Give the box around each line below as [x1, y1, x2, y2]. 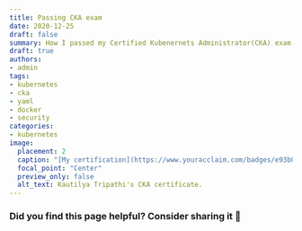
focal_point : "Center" [17, 164, 102, 173]
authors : [9, 55, 42, 64]
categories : [9, 122, 54, 131]
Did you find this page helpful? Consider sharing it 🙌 [9, 210, 241, 223]
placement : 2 [17, 147, 67, 155]
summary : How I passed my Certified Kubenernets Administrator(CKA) [9, 38, 271, 48]
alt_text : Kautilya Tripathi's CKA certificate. [17, 181, 203, 190]
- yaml [9, 96, 34, 106]
